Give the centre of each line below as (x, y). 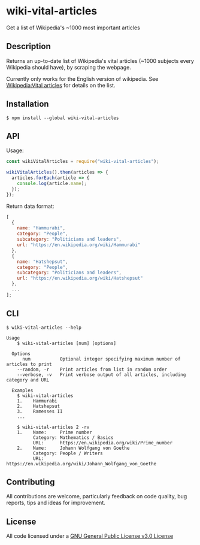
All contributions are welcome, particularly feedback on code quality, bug (97, 496)
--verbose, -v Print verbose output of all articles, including (101, 375)
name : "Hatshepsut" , (43, 262)
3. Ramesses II (40, 411)
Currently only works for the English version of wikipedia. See (82, 78)
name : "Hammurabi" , (41, 228)
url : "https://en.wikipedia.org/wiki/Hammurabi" (79, 245)
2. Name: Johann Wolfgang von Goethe (73, 448)
